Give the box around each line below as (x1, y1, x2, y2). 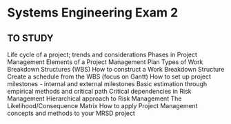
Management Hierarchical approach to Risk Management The (7, 94, 182, 103)
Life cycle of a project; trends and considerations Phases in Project (7, 50, 198, 59)
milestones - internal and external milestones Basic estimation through (7, 80, 208, 87)
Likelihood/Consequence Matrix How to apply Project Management (7, 102, 198, 110)
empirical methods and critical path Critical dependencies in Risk (7, 87, 192, 95)
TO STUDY (7, 32, 54, 44)
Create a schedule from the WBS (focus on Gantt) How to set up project (7, 72, 212, 81)
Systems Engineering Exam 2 (7, 5, 179, 21)
